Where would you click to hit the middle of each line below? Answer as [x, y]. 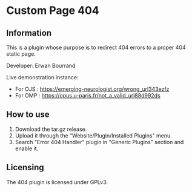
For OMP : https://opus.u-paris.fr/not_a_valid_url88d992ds [88, 95]
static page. [21, 54]
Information [29, 33]
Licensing [25, 167]
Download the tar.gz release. [51, 129]
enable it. [27, 148]
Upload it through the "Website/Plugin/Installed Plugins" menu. [94, 135]
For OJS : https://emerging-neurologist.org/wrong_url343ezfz [92, 89]
